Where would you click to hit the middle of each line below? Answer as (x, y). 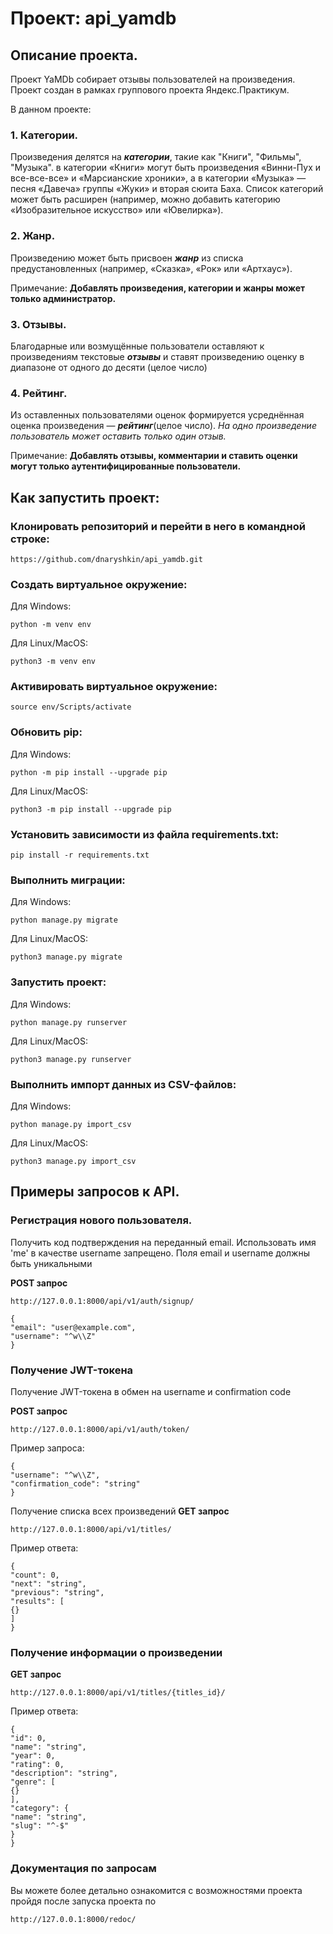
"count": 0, (35, 1575)
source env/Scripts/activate (71, 707)
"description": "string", (64, 1773)
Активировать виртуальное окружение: (114, 687)
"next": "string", (48, 1583)
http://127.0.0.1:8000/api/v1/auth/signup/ (102, 1301)
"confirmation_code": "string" (75, 1483)
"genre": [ (33, 1782)
